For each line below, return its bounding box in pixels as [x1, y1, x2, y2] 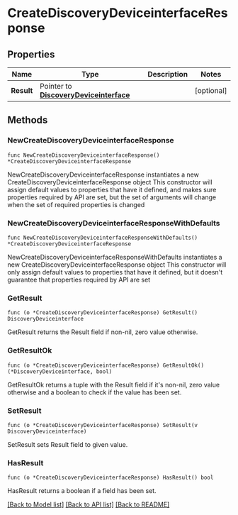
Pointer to [40, 82, 72, 91]
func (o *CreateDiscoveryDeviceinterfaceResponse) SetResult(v [7, 421, 198, 428]
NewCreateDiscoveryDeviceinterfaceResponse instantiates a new [7, 170, 200, 179]
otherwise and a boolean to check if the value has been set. [7, 388, 182, 397]
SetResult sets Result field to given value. [7, 440, 128, 448]
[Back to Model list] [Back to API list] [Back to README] [7, 500, 170, 509]
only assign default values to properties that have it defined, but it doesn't [7, 267, 223, 276]
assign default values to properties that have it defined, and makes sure [7, 185, 217, 194]
